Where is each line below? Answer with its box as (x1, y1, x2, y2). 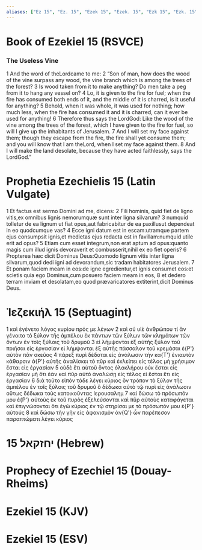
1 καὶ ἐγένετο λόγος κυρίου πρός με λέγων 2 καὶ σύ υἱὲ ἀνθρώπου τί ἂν (6, 325, 186, 333)
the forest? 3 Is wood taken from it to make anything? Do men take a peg (6, 83, 186, 91)
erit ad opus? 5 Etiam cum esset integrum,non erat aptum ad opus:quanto (6, 240, 189, 247)
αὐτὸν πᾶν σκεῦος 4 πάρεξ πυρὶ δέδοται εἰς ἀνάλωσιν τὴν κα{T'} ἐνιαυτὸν (6, 351, 195, 358)
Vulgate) (6, 188, 50, 201)
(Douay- (130, 464, 172, 478)
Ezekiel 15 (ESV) (6, 532, 88, 546)
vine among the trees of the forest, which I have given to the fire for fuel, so (6, 121, 194, 129)
